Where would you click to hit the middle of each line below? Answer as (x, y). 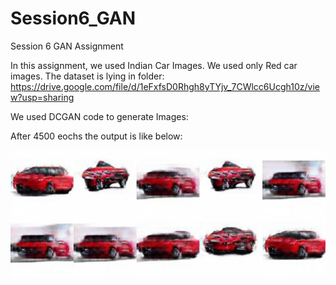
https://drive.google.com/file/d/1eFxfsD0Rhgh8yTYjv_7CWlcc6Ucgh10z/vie (165, 86)
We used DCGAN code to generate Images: (99, 116)
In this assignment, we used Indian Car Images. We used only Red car (154, 65)
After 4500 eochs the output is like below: (96, 136)
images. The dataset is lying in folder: (87, 76)
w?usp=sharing (42, 97)
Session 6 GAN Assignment (67, 46)
